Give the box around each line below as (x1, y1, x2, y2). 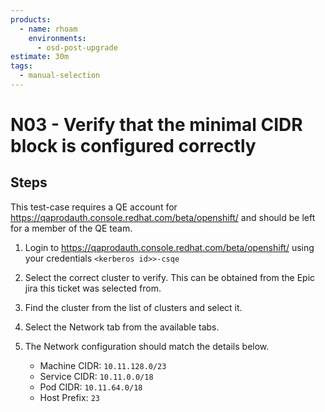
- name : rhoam (19, 24, 78, 34)
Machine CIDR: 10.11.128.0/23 (39, 359, 167, 371)
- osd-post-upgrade (36, 42, 118, 53)
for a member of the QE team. (10, 222, 133, 234)
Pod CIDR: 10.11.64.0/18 (39, 381, 143, 393)
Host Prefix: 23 (39, 391, 100, 403)
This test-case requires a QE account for (10, 201, 178, 213)
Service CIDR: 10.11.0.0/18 (39, 370, 154, 382)
